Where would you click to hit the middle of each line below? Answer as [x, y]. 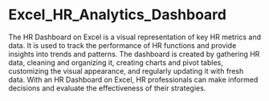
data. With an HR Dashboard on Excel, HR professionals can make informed [133, 79]
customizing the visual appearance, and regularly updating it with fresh [126, 71]
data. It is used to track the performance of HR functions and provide [122, 45]
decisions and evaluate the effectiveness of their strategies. [107, 88]
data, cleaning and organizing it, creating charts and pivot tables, [116, 63]
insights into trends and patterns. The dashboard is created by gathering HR [134, 54]
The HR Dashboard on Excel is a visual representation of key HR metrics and [135, 37]
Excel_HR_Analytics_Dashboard [118, 15]
